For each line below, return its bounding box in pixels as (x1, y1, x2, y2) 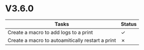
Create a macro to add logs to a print (7, 29, 93, 36)
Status (121, 21, 137, 27)
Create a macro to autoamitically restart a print (7, 37, 116, 44)
